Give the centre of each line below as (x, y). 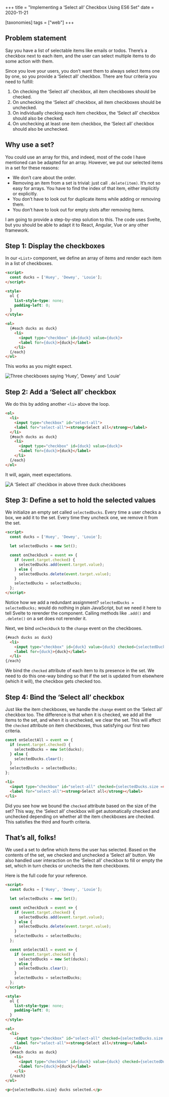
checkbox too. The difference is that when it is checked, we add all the (78, 715)
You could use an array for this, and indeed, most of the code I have (75, 157)
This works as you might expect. (39, 366)
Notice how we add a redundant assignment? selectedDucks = (70, 602)
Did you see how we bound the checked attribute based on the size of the (81, 806)
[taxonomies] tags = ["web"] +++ (40, 22)
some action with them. (29, 61)
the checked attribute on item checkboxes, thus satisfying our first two (77, 725)
